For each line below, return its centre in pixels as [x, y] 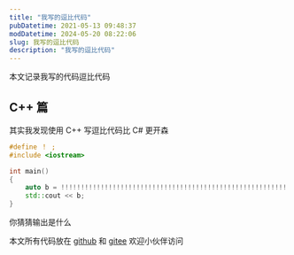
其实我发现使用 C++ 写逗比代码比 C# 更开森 [89, 130]
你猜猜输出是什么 [40, 222]
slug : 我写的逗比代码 [44, 42]
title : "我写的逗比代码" [50, 17]
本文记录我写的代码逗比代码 [60, 77]
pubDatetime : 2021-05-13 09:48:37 [73, 26]
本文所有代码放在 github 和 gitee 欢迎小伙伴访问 [97, 241]
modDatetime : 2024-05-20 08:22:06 [73, 34]
